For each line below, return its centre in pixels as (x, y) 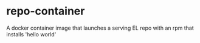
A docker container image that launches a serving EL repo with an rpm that (100, 28)
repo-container (46, 11)
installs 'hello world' (31, 34)
